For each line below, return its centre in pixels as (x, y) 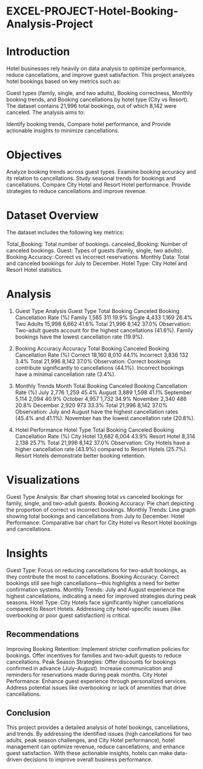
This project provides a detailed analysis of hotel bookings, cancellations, (98, 727)
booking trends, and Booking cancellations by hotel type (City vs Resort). (98, 100)
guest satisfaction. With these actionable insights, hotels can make (89, 753)
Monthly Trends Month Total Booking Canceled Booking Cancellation (101, 386)
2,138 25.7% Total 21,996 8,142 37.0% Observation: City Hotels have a (102, 443)
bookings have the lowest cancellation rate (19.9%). (79, 337)
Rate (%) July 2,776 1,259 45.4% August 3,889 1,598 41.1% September (103, 392)
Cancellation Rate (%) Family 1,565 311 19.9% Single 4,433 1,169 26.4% (104, 317)
